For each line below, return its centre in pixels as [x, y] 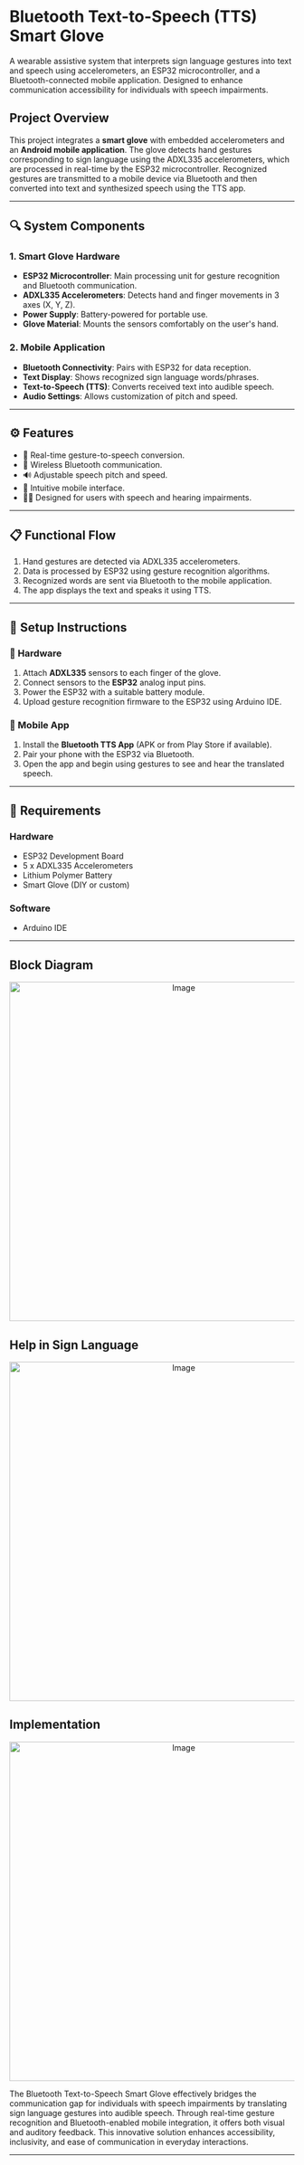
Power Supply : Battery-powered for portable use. [115, 315]
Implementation [55, 1725]
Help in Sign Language [74, 1345]
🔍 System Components [77, 227]
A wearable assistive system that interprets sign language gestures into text [151, 61]
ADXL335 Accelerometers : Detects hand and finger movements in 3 [151, 295]
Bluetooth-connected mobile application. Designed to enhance [126, 80]
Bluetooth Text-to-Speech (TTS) [133, 17]
